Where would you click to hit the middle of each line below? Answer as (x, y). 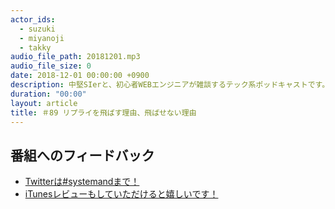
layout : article (44, 103)
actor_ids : (33, 19)
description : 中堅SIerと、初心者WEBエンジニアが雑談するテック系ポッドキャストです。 (170, 85)
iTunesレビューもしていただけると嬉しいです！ (121, 194)
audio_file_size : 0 (51, 66)
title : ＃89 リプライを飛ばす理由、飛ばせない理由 (103, 112)
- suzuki (37, 29)
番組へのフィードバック (82, 155)
